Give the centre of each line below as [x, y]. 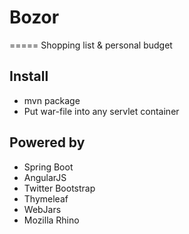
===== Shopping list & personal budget [91, 45]
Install [29, 76]
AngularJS [45, 177]
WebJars [42, 209]
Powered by [47, 142]
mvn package [52, 100]
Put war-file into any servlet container [101, 111]
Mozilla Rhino [51, 220]
